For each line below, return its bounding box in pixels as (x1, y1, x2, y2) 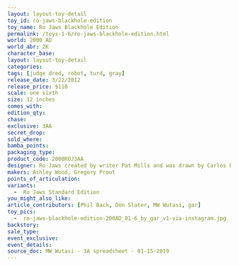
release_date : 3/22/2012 (7, 76, 81, 84)
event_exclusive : (7, 235, 59, 242)
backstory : (7, 221, 40, 228)
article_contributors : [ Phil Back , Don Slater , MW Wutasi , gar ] (7, 201, 201, 209)
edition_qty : (7, 109, 46, 116)
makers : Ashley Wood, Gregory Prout (7, 168, 115, 176)
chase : (7, 116, 27, 123)
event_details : (7, 241, 52, 248)
